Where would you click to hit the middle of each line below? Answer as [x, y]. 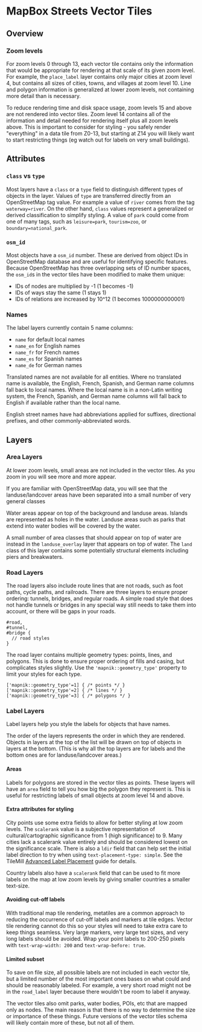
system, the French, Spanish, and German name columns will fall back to [96, 396]
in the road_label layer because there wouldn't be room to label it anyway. [99, 992]
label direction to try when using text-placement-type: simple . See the [94, 855]
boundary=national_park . [37, 227]
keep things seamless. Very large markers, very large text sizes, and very [97, 932]
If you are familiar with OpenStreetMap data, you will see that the [87, 488]
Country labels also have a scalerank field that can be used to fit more [93, 873]
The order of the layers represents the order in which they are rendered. [96, 736]
